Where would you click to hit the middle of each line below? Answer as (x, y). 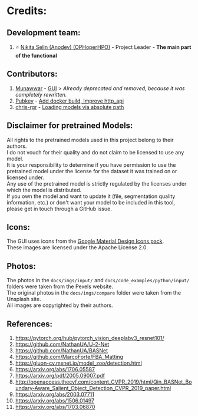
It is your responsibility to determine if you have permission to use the (91, 165)
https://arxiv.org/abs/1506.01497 (55, 401)
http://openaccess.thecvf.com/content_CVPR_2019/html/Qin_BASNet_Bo (103, 382)
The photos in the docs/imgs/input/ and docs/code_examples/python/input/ (98, 280)
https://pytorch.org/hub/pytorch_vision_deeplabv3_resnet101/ (90, 338)
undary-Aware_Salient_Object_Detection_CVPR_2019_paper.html (93, 388)
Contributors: (32, 74)
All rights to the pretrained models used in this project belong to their (90, 140)
